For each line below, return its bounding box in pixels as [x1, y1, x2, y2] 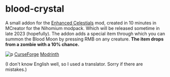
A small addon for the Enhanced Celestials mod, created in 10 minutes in [5, 20, 156, 26]
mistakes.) [5, 66, 27, 72]
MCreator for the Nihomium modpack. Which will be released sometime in [5, 25, 160, 31]
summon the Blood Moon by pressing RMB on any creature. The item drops [5, 36, 164, 42]
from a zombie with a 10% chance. [5, 41, 80, 47]
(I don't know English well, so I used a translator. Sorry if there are [5, 61, 143, 67]
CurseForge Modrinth [14, 51, 59, 57]
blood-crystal [5, 3, 64, 15]
